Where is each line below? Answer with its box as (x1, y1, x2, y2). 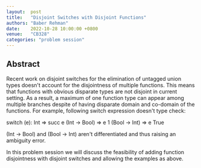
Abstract (6, 59, 40, 69)
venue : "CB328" (6, 31, 50, 37)
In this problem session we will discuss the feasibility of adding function (6, 148, 185, 155)
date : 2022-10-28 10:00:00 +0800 (6, 25, 98, 32)
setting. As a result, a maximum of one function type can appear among (6, 94, 185, 101)
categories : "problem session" (6, 37, 85, 43)
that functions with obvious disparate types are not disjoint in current (6, 88, 178, 95)
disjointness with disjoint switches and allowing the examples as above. (6, 155, 184, 162)
